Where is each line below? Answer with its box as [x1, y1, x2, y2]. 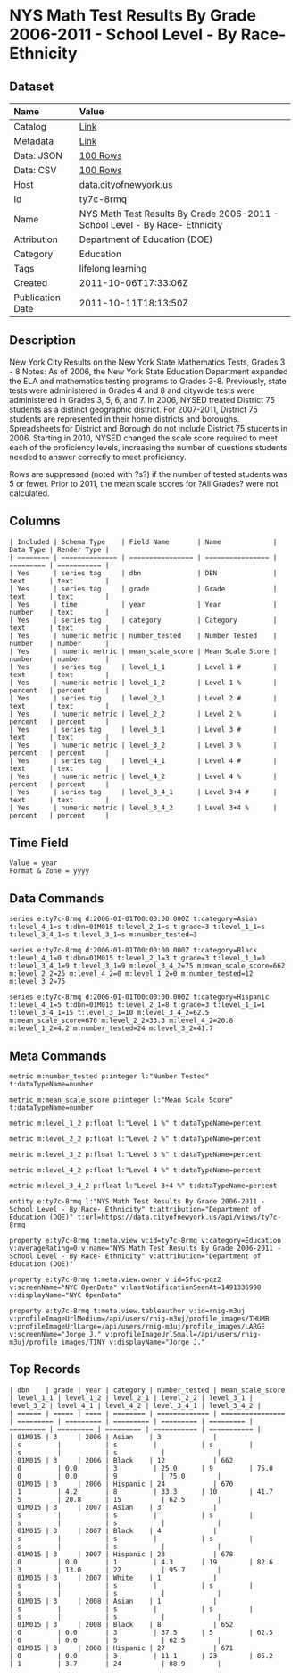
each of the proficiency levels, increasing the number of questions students [9, 441, 287, 452]
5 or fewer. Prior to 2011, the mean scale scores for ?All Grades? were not [9, 478, 279, 489]
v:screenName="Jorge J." [9, 1330, 102, 1339]
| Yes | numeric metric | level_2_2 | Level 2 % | [9, 709, 278, 718]
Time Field [9, 835, 69, 851]
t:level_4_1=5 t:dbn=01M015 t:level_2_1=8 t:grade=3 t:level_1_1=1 [9, 1001, 266, 1010]
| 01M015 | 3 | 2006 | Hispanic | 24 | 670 [9, 1480, 234, 1488]
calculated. [9, 488, 51, 499]
